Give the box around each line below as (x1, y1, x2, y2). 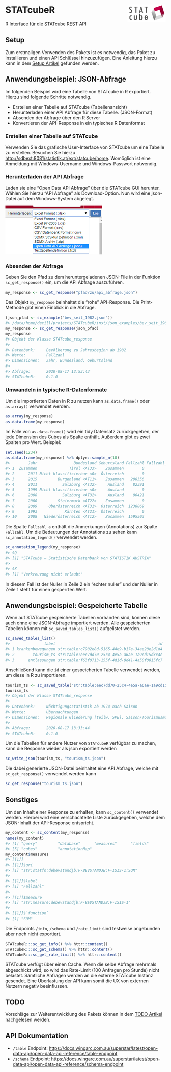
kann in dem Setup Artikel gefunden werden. (5, 60, 99, 66)
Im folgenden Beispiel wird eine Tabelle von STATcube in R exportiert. (5, 88, 151, 94)
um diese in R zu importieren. (5, 672, 67, 678)
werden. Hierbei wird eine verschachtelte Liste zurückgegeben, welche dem (5, 815, 165, 820)
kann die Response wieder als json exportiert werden (5, 746, 117, 752)
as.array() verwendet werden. (5, 403, 70, 409)
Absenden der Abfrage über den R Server (12, 114, 100, 121)
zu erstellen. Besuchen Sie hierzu (5, 149, 75, 155)
